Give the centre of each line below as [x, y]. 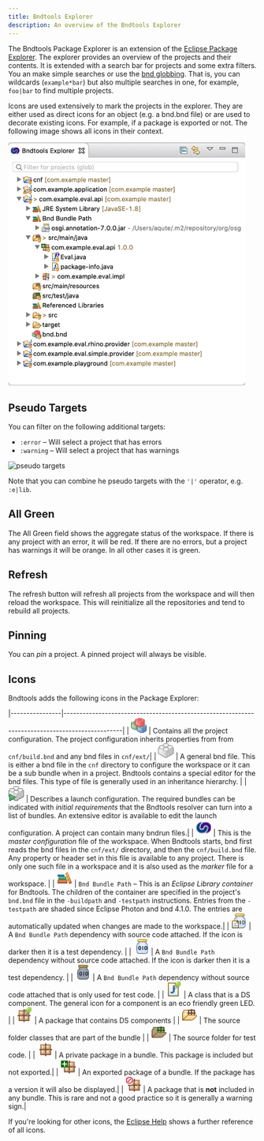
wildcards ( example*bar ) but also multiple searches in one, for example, [124, 82]
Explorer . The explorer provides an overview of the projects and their [120, 57]
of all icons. [27, 1130]
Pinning [28, 636]
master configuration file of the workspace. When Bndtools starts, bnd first [130, 842]
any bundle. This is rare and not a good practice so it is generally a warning [130, 1098]
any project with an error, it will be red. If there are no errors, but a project [128, 542]
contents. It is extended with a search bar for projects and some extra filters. [132, 65]
